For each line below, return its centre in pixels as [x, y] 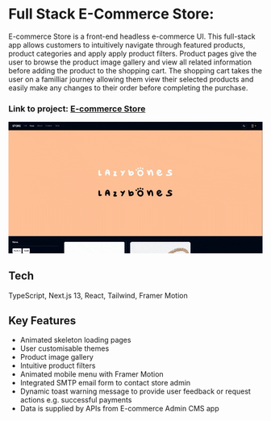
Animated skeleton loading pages [75, 340]
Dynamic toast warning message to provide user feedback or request [135, 391]
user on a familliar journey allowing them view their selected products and [131, 79]
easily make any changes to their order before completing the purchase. [128, 88]
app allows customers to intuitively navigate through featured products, [127, 44]
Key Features [42, 321]
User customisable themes [65, 348]
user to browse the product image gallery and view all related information [130, 62]
